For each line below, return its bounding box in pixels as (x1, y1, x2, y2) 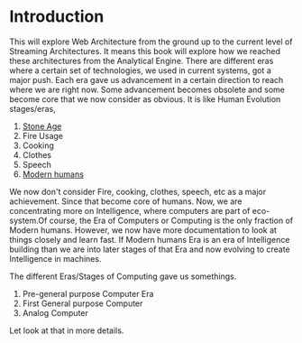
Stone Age (22, 120, 62, 132)
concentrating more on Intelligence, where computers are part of (9, 205, 251, 216)
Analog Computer (22, 307, 88, 318)
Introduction (9, 6, 105, 27)
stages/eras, (9, 103, 56, 114)
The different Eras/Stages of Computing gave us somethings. (9, 271, 237, 282)
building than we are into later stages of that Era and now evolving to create (9, 244, 290, 255)
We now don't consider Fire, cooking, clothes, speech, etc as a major (9, 186, 267, 197)
